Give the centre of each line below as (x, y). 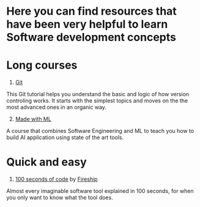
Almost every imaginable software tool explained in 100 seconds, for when (100, 191)
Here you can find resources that (92, 11)
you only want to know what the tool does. (60, 198)
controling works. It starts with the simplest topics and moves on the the (97, 101)
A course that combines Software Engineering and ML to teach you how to (100, 131)
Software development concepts (91, 37)
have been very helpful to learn (87, 24)
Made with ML (33, 119)
